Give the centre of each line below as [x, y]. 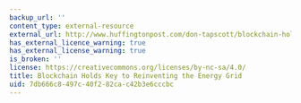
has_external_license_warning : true [77, 51]
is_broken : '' [36, 59]
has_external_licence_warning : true [77, 43]
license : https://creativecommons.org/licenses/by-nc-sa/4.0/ [128, 68]
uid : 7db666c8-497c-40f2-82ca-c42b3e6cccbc [92, 84]
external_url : [36, 34]
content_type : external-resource [72, 26]
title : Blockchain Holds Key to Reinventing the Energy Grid [126, 76]
